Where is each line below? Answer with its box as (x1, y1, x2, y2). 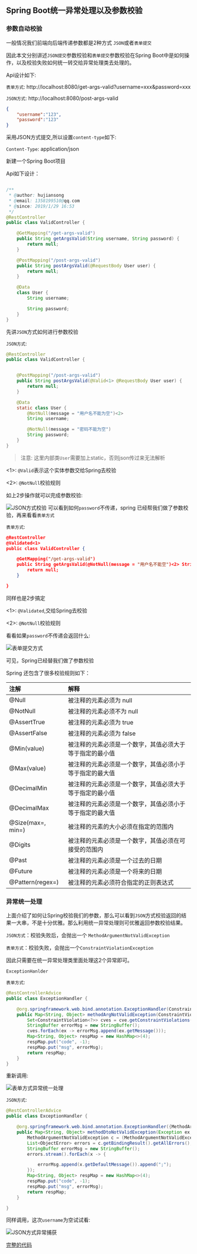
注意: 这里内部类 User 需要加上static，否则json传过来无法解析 (20, 454, 165, 461)
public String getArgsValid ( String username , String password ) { (16, 236, 180, 242)
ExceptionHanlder (6, 968, 49, 974)
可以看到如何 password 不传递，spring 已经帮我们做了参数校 (47, 504, 189, 511)
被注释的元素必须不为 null (67, 707, 138, 715)
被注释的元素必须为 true (67, 718, 134, 726)
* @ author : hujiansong (8, 193, 64, 199)
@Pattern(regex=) (9, 878, 59, 886)
